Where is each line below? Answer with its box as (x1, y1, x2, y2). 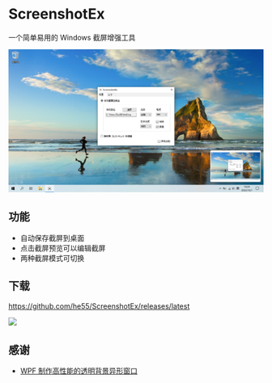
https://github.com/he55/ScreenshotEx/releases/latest (8, 301, 190, 311)
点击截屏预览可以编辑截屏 (19, 243, 106, 253)
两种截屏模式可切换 (19, 253, 85, 263)
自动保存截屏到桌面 (19, 233, 85, 242)
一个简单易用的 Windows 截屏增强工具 (8, 32, 136, 42)
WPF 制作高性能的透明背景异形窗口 (19, 366, 138, 376)
